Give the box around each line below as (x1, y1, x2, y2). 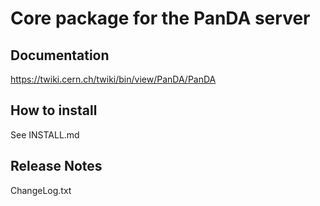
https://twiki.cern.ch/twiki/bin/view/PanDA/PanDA (10, 73, 217, 85)
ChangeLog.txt (10, 184, 72, 196)
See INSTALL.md (10, 128, 80, 141)
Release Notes (10, 158, 103, 175)
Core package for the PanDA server (10, 7, 311, 30)
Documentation (10, 47, 110, 64)
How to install (10, 102, 98, 119)
